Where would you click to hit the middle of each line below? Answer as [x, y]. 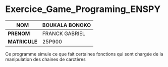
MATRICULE [23, 41]
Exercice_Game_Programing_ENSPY [83, 9]
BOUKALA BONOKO [67, 25]
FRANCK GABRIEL [64, 33]
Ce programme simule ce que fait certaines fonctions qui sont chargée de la [84, 54]
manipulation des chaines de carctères [45, 59]
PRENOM [19, 33]
